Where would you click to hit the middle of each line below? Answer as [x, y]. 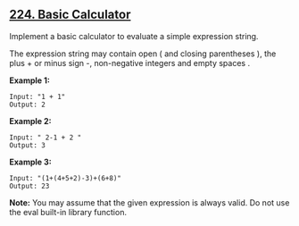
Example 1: [30, 80]
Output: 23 [29, 186]
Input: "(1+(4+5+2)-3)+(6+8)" [66, 178]
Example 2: [30, 121]
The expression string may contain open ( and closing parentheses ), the [143, 54]
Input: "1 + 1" [37, 96]
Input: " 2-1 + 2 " [46, 138]
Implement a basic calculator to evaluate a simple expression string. [134, 36]
